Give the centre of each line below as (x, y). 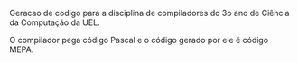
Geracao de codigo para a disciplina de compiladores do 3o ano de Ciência (149, 13)
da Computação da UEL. (55, 22)
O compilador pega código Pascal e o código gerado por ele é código (139, 40)
